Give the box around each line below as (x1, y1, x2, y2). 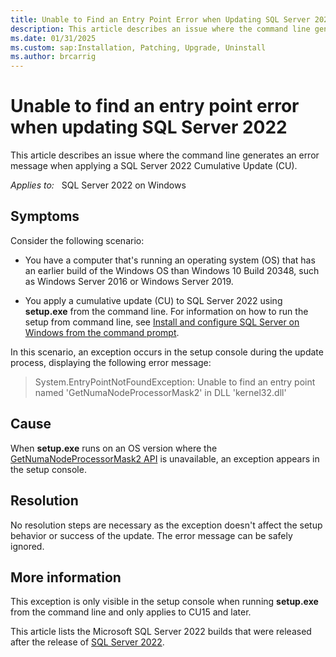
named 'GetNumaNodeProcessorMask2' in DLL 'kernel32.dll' (34, 386, 287, 398)
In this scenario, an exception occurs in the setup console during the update (10, 346, 324, 358)
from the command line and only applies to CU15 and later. (10, 606, 252, 618)
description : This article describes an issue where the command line (10, 24, 311, 34)
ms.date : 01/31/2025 (10, 33, 97, 43)
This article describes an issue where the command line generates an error (10, 149, 320, 161)
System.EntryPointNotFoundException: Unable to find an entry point (34, 376, 316, 388)
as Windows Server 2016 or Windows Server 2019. (24, 275, 234, 287)
